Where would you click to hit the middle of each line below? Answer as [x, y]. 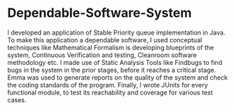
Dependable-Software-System [100, 13]
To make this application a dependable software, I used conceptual [105, 39]
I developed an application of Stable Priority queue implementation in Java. [116, 32]
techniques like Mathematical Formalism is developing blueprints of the [111, 47]
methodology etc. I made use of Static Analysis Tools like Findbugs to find [115, 62]
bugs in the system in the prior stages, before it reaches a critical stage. [112, 70]
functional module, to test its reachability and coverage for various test [110, 92]
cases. [17, 99]
